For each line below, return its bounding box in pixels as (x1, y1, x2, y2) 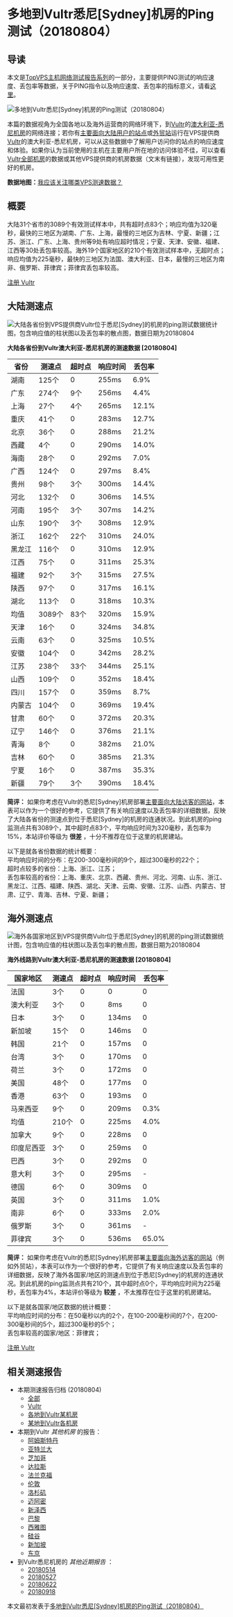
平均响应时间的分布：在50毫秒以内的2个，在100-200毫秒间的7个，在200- (7, 1312, 218, 1320)
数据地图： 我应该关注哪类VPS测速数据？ (7, 178, 123, 186)
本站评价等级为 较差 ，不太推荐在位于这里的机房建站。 (59, 1288, 215, 1297)
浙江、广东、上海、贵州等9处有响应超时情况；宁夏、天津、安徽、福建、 (19, 237, 224, 246)
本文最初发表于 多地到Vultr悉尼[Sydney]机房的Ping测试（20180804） (7, 1602, 205, 1610)
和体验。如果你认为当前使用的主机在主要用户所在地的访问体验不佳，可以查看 (7, 146, 226, 154)
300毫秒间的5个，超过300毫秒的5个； (7, 1320, 116, 1328)
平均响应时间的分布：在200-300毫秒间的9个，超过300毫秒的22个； (7, 855, 201, 864)
